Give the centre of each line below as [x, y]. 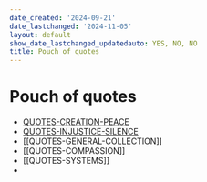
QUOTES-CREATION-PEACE [76, 122]
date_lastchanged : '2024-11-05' [71, 26]
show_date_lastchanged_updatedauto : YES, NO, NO [103, 43]
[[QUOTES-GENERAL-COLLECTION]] [92, 141]
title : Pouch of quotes [55, 52]
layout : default [40, 35]
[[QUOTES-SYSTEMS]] [66, 161]
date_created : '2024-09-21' [63, 18]
